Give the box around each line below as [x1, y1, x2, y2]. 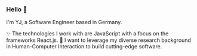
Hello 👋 [6, 5, 27, 14]
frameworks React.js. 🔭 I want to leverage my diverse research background [6, 37, 191, 44]
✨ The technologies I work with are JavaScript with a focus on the [6, 30, 169, 37]
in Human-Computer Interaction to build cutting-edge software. [6, 43, 162, 50]
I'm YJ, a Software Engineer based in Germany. [6, 19, 122, 26]
